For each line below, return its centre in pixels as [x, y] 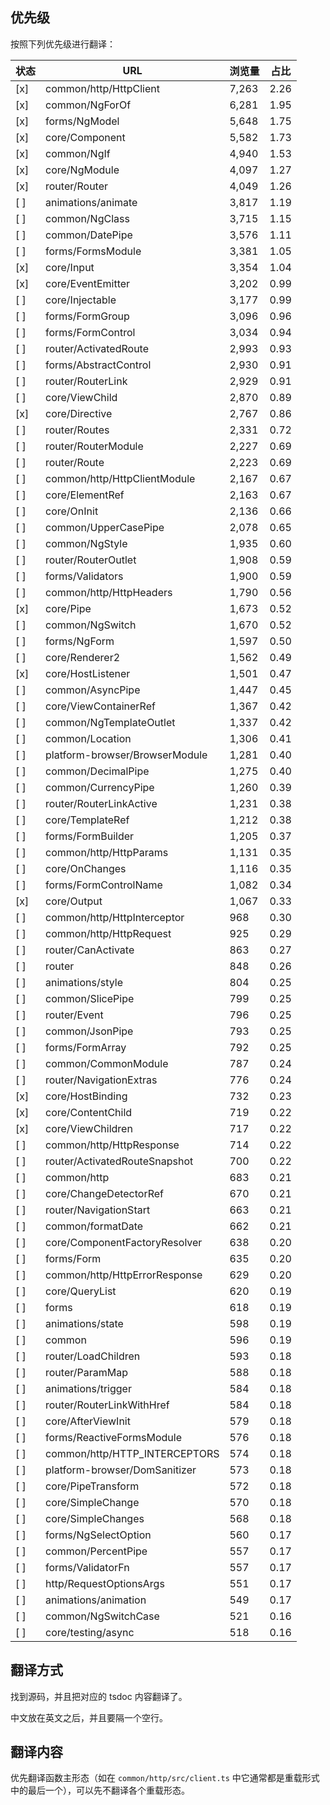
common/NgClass [87, 218]
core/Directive [79, 413]
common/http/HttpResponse [112, 1145]
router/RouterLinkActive [101, 803]
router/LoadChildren [93, 1356]
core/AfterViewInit [88, 1421]
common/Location [88, 738]
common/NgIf [78, 153]
